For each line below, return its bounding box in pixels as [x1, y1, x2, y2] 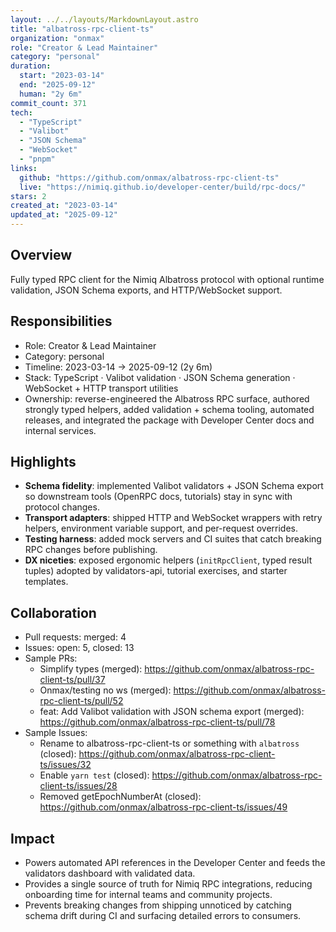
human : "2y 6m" [19, 89, 83, 99]
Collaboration [10, 604, 97, 621]
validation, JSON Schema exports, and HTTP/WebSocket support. [10, 284, 283, 296]
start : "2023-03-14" [19, 71, 105, 81]
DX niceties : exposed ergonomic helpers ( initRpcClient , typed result [24, 554, 313, 566]
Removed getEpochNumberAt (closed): [39, 791, 202, 803]
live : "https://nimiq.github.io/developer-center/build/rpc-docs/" [19, 182, 307, 192]
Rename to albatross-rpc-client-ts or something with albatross [39, 737, 300, 750]
